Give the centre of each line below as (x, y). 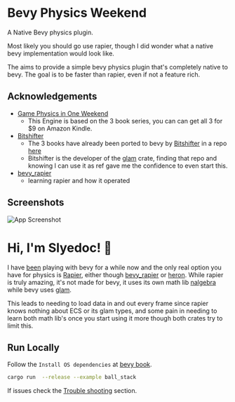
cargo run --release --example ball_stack (72, 377)
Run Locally (33, 348)
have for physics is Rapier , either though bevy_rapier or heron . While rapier (115, 274)
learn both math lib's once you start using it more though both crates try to (115, 318)
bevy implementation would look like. (61, 53)
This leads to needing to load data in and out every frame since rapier (108, 303)
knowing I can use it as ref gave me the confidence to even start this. (128, 166)
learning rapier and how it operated (79, 180)
